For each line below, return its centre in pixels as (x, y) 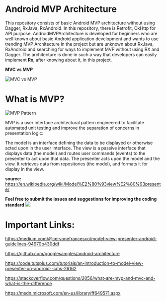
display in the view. (25, 169)
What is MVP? (35, 99)
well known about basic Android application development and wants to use (82, 39)
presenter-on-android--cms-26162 (41, 268)
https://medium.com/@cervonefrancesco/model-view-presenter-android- (81, 238)
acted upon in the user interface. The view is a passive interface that (75, 148)
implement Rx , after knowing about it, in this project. (59, 60)
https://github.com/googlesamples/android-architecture (63, 253)
